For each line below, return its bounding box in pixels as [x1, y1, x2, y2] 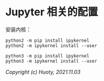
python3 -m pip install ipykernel [5, 53, 90, 59]
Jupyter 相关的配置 [5, 5, 98, 19]
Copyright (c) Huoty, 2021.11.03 [5, 68, 81, 75]
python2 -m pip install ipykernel [5, 38, 90, 43]
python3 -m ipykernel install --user [5, 58, 98, 64]
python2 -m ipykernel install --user [5, 42, 98, 49]
